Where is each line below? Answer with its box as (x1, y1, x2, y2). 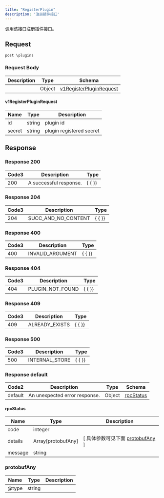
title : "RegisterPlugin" (5, 7, 56, 12)
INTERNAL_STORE (28, 357, 71, 363)
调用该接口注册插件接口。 (5, 25, 57, 32)
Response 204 (5, 194, 41, 200)
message (7, 449, 29, 456)
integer (33, 426, 50, 433)
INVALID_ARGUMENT (28, 250, 78, 257)
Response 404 (5, 265, 41, 272)
